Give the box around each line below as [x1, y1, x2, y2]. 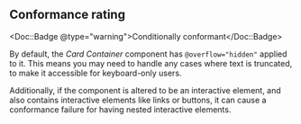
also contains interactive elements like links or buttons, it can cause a [9, 94, 267, 105]
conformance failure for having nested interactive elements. [9, 103, 232, 115]
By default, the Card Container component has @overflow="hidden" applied [9, 49, 287, 59]
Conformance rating [9, 7, 126, 22]
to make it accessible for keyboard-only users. [9, 67, 182, 78]
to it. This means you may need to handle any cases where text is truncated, [9, 58, 293, 68]
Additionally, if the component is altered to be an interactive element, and [9, 84, 281, 95]
